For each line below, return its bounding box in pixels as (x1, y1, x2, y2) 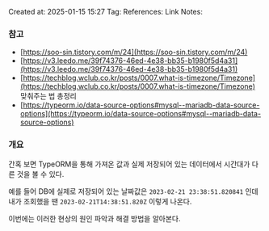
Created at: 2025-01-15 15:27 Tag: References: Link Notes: (8, 7, 204, 16)
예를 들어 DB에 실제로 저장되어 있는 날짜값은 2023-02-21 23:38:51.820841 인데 (8, 186, 258, 196)
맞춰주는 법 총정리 (19, 91, 77, 101)
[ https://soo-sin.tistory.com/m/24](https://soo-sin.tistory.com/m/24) (19, 48, 248, 57)
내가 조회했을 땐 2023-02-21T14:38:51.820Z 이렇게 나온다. (8, 196, 192, 206)
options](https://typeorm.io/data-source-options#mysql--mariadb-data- (19, 109, 261, 119)
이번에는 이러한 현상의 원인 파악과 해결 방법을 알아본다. (8, 213, 181, 223)
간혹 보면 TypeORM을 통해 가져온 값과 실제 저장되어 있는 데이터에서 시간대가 (8, 159, 250, 169)
